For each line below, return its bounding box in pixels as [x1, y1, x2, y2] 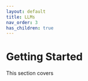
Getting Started [6, 50, 83, 63]
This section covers [6, 70, 54, 77]
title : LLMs [6, 14, 35, 20]
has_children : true [6, 25, 54, 31]
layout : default [6, 8, 46, 15]
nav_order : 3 [6, 19, 38, 25]
